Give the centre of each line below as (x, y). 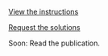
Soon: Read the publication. (54, 43)
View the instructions (44, 12)
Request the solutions (44, 27)
